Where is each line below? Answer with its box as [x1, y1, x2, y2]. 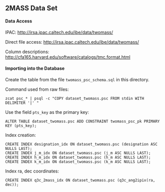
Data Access [5, 18, 32, 24]
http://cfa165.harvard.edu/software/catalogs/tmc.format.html [5, 54, 131, 60]
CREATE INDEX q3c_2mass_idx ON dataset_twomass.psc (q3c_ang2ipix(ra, [5, 177, 155, 182]
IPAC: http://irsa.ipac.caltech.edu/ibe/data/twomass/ [5, 29, 113, 35]
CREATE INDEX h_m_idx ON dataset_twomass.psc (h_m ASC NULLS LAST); [5, 155, 151, 160]
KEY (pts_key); [5, 123, 37, 128]
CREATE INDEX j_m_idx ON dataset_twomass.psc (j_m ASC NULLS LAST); [5, 150, 151, 155]
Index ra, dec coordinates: [5, 168, 59, 174]
